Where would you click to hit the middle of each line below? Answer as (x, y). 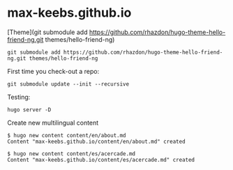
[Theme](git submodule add (47, 32)
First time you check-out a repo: (53, 71)
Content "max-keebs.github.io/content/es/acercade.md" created (101, 160)
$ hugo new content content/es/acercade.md (72, 154)
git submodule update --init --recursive (68, 84)
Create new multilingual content (53, 123)
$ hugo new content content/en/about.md (67, 135)
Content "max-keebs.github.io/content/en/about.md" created (97, 141)
